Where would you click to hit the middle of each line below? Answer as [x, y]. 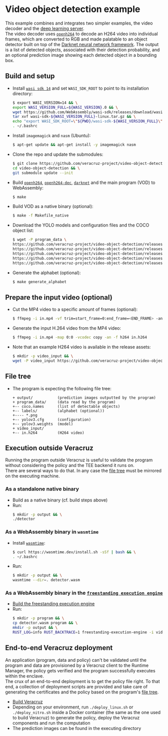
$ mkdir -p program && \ [38, 618]
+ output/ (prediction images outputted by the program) [84, 398]
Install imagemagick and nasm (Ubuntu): [51, 136]
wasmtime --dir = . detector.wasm [46, 580]
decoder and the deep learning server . [45, 28]
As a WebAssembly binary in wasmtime [52, 532]
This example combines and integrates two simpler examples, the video [79, 23]
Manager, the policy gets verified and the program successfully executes [80, 670]
